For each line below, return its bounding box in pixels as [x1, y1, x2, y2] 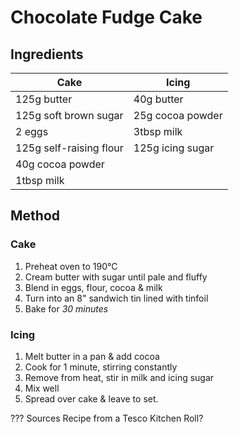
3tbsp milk [133, 125, 183, 138]
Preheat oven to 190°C [24, 260, 118, 272]
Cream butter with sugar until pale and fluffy [24, 271, 208, 283]
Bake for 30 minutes [24, 302, 109, 315]
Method [10, 207, 61, 225]
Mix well [24, 382, 60, 394]
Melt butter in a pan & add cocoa [24, 350, 160, 362]
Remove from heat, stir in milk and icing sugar [24, 371, 215, 383]
